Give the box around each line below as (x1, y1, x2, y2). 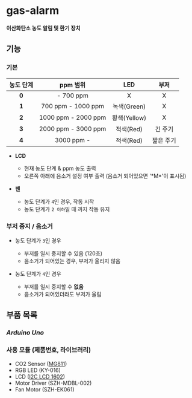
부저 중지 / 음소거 (6, 222, 53, 230)
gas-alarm (6, 4, 59, 18)
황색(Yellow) (111, 113, 147, 122)
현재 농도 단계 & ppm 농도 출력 (23, 165, 96, 172)
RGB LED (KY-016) (14, 367, 61, 374)
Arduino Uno (6, 328, 44, 337)
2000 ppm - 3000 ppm (39, 125, 107, 133)
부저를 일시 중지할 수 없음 (23, 282, 84, 290)
